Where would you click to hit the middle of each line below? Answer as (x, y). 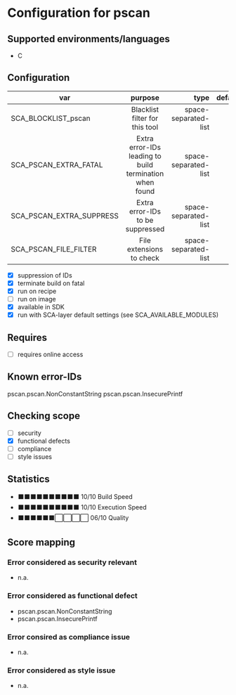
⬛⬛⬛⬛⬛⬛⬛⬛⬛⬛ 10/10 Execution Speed (82, 507)
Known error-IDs (45, 377)
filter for (145, 118)
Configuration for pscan (79, 13)
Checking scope (44, 416)
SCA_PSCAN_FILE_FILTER (54, 249)
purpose (145, 98)
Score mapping (41, 543)
